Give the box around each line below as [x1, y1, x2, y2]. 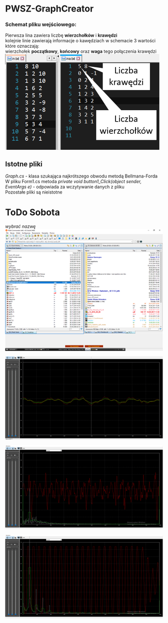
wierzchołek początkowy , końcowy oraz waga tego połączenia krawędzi [5, 48, 156, 54]
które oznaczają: [5, 43, 39, 49]
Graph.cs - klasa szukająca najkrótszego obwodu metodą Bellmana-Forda [5, 173, 158, 179]
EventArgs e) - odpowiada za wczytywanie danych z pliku [5, 184, 125, 190]
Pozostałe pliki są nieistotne [5, 189, 62, 195]
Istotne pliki [5, 159, 42, 168]
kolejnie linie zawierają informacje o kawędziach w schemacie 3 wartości [5, 38, 156, 44]
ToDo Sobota [5, 207, 60, 218]
